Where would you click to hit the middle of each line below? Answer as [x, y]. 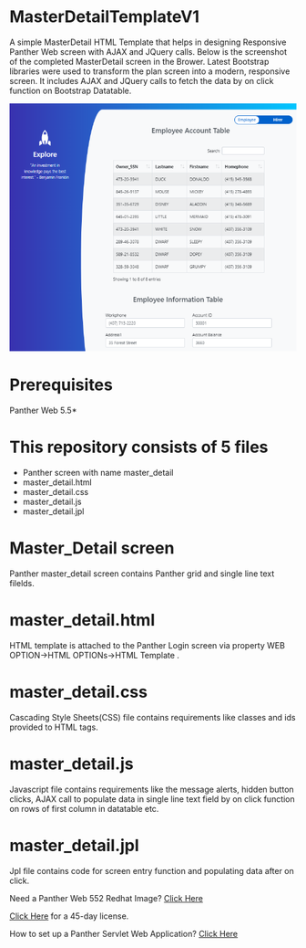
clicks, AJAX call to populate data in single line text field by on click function [153, 799]
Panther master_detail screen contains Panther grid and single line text [142, 574]
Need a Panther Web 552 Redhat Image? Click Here [106, 898]
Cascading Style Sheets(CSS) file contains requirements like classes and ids [153, 717]
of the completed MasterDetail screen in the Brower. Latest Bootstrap [139, 61]
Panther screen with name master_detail [98, 473]
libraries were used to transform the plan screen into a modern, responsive [150, 71]
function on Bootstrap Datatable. [71, 90]
